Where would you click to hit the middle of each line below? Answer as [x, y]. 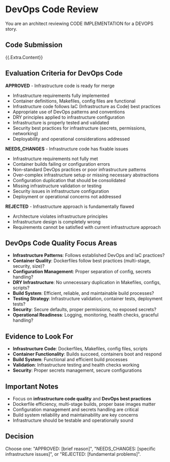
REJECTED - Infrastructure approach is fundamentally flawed [70, 206]
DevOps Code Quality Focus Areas [61, 243]
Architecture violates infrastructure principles [60, 216]
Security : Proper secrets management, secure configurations [77, 370]
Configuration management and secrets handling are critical [76, 409]
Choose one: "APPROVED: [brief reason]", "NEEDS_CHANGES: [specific [81, 448]
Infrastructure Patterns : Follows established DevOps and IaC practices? [89, 255]
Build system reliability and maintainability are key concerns [75, 415]
